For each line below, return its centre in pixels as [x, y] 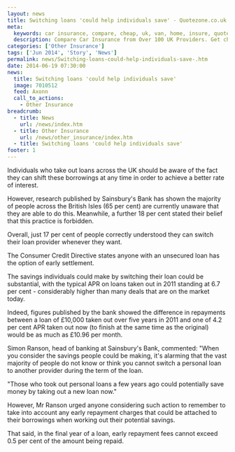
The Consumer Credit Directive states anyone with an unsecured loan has [114, 255]
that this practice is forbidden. [51, 221]
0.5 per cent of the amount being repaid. [66, 441]
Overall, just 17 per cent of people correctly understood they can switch [111, 234]
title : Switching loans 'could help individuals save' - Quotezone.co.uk [117, 20]
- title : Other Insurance [51, 131]
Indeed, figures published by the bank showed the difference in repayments [116, 312]
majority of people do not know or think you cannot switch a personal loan [114, 363]
